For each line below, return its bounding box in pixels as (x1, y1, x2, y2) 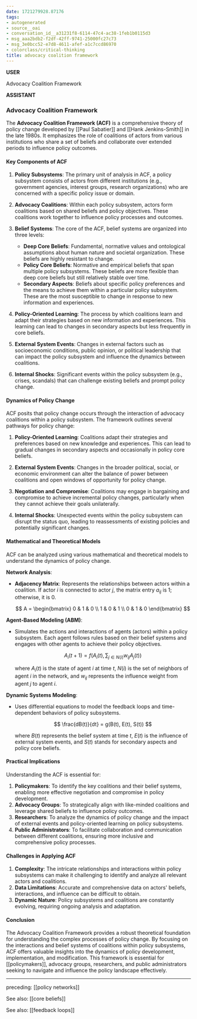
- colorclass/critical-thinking (6, 47, 85, 53)
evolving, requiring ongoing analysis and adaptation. (14, 903, 142, 910)
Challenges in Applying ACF (6, 852, 76, 859)
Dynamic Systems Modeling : (6, 691, 78, 698)
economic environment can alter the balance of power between (14, 470, 168, 477)
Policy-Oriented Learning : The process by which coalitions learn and (14, 310, 183, 318)
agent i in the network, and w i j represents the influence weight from (14, 672, 178, 681)
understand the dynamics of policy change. (6, 557, 111, 564)
